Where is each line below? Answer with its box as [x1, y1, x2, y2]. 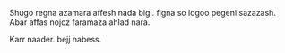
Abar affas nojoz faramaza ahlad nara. [9, 17, 151, 27]
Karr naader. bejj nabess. [9, 34, 102, 44]
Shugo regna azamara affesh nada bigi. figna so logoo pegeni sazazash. [9, 8, 276, 18]
